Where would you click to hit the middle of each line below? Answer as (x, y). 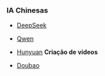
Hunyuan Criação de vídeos (57, 52)
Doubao (28, 66)
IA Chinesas (27, 10)
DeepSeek (31, 26)
